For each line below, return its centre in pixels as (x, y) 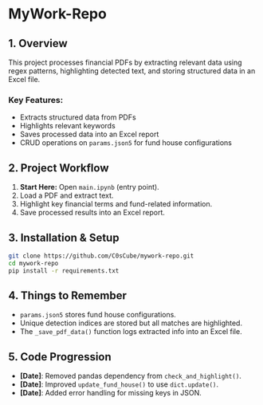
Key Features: (36, 100)
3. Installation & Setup (64, 237)
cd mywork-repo (33, 263)
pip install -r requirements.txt (64, 271)
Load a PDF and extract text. (67, 195)
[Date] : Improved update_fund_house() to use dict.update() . (119, 384)
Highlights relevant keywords (67, 126)
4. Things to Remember (68, 295)
